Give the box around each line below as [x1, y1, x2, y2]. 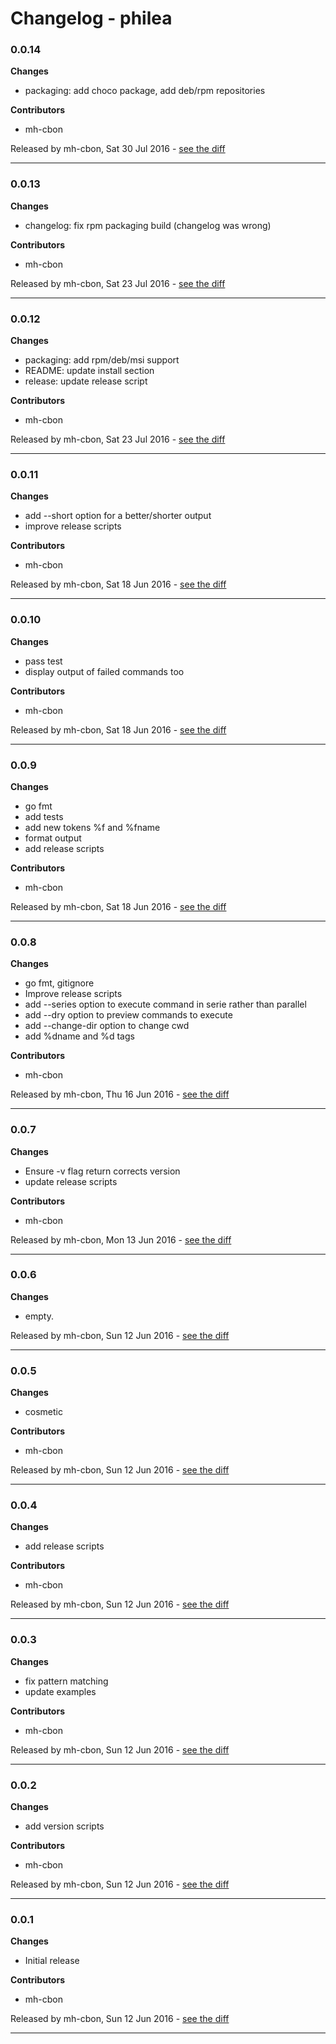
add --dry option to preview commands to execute [24, 1009, 233, 1021]
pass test [24, 655, 63, 667]
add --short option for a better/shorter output [24, 510, 212, 522]
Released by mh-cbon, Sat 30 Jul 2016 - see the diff [10, 143, 226, 155]
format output [24, 832, 82, 844]
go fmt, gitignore [24, 977, 95, 989]
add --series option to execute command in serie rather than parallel [24, 998, 307, 1011]
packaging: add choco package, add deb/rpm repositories [24, 85, 266, 97]
